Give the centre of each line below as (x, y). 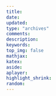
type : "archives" (28, 28)
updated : (17, 23)
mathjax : (17, 56)
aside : (14, 67)
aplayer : (17, 73)
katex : (14, 61)
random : (16, 84)
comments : (18, 34)
